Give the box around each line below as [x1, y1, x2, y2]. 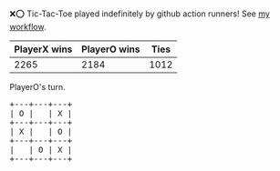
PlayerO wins [81, 43, 140, 55]
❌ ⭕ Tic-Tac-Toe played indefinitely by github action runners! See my [9, 8, 271, 19]
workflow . [9, 22, 47, 32]
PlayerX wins [14, 43, 73, 55]
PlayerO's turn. [9, 82, 66, 92]
